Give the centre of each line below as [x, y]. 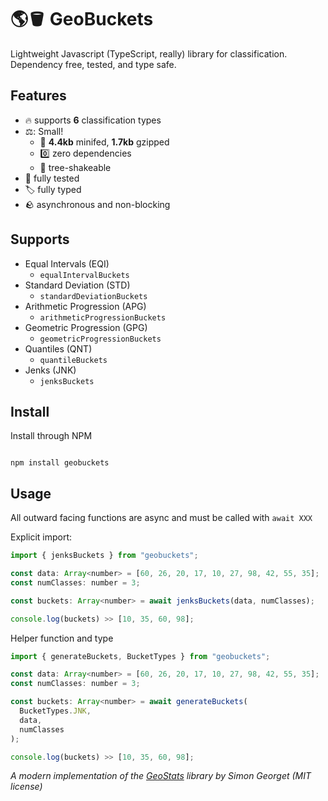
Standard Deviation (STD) [77, 285]
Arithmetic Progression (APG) [85, 306]
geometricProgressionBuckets [100, 339]
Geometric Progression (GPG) [86, 327]
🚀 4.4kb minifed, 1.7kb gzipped [104, 142]
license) [26, 787]
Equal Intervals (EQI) [67, 263]
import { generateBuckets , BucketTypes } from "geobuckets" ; [140, 656]
